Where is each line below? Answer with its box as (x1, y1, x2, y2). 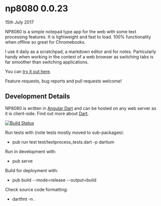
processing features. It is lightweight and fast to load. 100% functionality (5, 34, 151, 40)
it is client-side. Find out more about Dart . (5, 110, 89, 116)
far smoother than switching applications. (5, 59, 89, 65)
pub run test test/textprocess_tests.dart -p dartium (12, 139, 115, 145)
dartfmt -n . (12, 196, 36, 202)
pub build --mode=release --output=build (12, 177, 97, 183)
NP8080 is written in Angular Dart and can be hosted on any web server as (5, 105, 157, 111)
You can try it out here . (5, 68, 51, 74)
